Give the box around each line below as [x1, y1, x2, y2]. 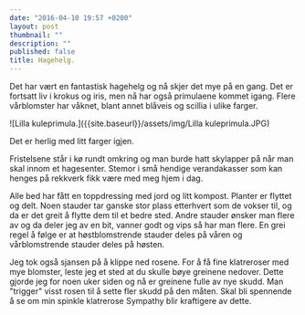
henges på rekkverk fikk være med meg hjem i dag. [9, 173, 204, 184]
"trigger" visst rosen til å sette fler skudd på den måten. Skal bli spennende [9, 286, 292, 297]
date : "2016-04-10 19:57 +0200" [9, 13, 132, 23]
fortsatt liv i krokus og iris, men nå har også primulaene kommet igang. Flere [9, 90, 296, 101]
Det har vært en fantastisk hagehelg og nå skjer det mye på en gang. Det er [9, 81, 294, 91]
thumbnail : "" [9, 30, 64, 39]
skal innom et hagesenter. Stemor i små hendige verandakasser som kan [9, 163, 283, 173]
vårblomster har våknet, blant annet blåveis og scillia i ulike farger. [9, 100, 258, 110]
